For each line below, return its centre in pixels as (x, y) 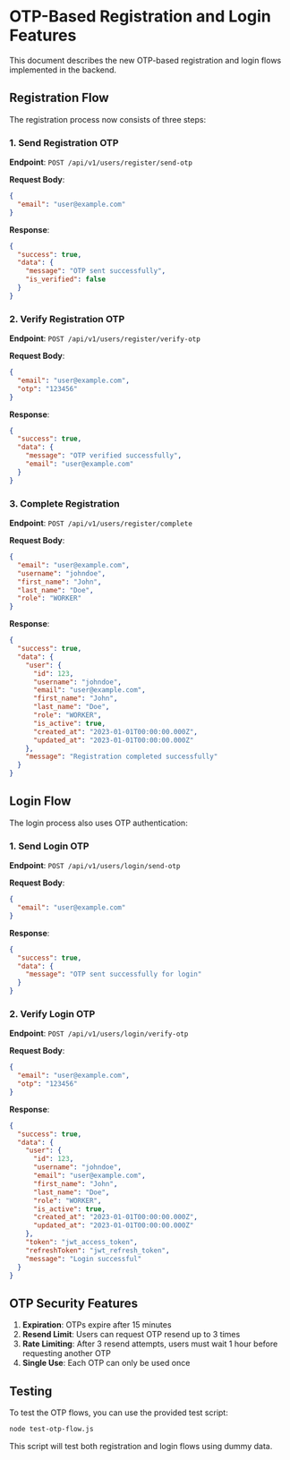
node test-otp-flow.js (51, 1430)
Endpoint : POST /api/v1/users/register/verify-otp (105, 338)
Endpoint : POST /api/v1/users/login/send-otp (95, 866)
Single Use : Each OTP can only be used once (106, 1363)
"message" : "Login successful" (84, 1259)
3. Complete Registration (64, 503)
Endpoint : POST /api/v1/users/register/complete (101, 523)
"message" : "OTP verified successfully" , (103, 456)
